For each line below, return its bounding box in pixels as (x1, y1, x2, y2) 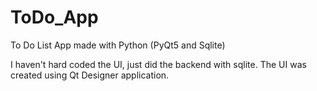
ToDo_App (10, 6, 99, 29)
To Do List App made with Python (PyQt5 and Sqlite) (10, 39, 226, 51)
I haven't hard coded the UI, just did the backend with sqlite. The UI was (10, 58, 307, 70)
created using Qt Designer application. (10, 69, 170, 81)
